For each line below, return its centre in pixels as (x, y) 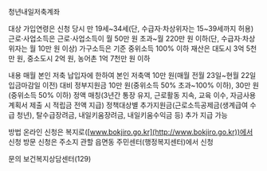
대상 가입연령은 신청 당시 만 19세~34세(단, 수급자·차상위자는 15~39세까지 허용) (131, 29)
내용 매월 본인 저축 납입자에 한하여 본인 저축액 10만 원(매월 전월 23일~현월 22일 (132, 75)
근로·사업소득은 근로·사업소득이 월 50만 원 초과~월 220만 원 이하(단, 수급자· (126, 39)
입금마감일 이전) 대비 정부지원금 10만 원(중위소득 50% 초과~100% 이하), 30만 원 (133, 85)
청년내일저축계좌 (34, 12)
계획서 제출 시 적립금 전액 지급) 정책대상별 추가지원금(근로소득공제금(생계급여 (128, 105)
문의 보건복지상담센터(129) (50, 159)
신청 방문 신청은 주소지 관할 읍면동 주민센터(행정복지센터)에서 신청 (111, 142)
